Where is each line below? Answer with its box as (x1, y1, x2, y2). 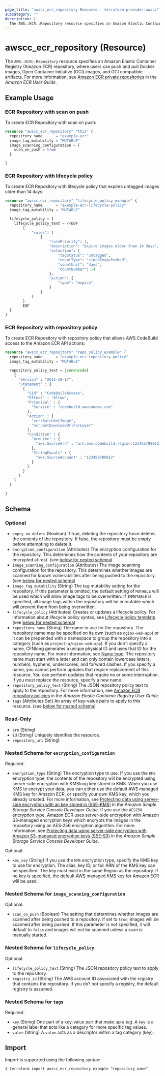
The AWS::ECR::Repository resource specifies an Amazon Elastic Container (5, 59, 156, 64)
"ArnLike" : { (31, 436, 60, 442)
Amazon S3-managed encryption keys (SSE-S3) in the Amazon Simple (12, 833, 156, 839)
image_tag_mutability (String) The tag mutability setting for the (12, 583, 140, 589)
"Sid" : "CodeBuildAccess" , (27, 391, 84, 396)
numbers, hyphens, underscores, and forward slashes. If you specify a (12, 661, 156, 667)
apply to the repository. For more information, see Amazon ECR (12, 687, 140, 694)
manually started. (12, 932, 48, 938)
